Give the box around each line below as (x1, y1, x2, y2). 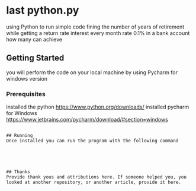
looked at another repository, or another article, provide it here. (6, 179, 182, 186)
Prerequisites (6, 90, 46, 98)
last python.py (6, 4, 79, 17)
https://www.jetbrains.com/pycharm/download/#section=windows (6, 116, 169, 123)
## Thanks (6, 169, 31, 175)
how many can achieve (6, 36, 63, 43)
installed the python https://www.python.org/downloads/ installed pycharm (6, 103, 189, 110)
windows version (6, 75, 48, 82)
